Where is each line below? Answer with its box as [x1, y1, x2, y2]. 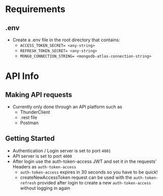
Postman [20, 120, 39, 126]
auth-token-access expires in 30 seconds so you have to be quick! [20, 169, 158, 175]
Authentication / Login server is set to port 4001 [12, 147, 111, 154]
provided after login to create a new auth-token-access [37, 179, 151, 185]
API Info [5, 70, 39, 82]
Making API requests [5, 90, 72, 99]
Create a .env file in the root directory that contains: [12, 37, 120, 43]
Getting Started [5, 134, 55, 143]
